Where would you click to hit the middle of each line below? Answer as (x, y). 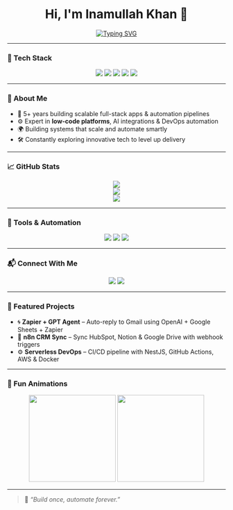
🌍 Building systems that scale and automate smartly (92, 129)
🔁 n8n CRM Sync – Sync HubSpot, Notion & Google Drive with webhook (120, 337)
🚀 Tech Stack (30, 58)
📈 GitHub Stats (34, 167)
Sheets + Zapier (40, 329)
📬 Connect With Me (42, 263)
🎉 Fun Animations (37, 384)
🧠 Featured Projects (41, 306)
